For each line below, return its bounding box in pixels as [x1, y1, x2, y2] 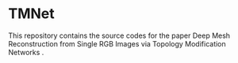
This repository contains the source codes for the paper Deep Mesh [8, 31, 231, 40]
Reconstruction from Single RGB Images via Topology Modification [8, 39, 226, 48]
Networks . [8, 47, 44, 57]
